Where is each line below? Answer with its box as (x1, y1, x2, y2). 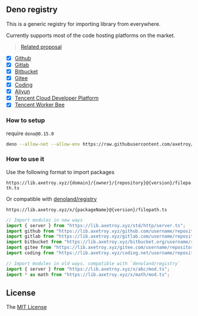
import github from (6, 228, 54, 234)
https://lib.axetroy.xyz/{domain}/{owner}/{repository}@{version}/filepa (6, 180, 192, 186)
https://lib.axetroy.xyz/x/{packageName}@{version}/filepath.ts (6, 206, 167, 213)
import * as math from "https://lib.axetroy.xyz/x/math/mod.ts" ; (6, 271, 170, 278)
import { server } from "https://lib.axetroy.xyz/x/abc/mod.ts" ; (6, 266, 170, 272)
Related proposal (20, 43, 62, 50)
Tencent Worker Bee (14, 101, 65, 108)
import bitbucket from (6, 239, 62, 245)
